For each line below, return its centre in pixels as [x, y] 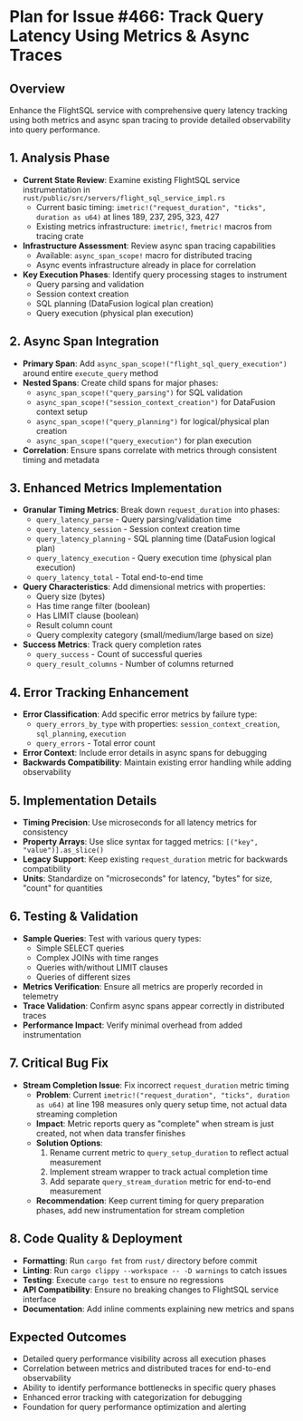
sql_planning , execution [81, 734]
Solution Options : [70, 1143]
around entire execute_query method [90, 372]
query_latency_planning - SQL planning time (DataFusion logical [156, 539]
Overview [38, 88]
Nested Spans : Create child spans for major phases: [120, 382]
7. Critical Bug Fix [59, 1063]
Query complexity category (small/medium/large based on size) [155, 635]
